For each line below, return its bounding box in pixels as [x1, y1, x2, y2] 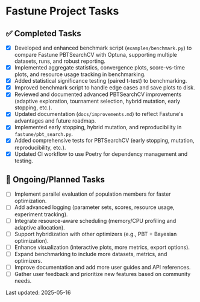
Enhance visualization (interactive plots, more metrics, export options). [14, 243, 190, 251]
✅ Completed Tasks [5, 28, 82, 39]
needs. [14, 277, 32, 284]
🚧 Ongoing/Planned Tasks [5, 174, 105, 185]
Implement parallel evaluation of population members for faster [14, 190, 171, 198]
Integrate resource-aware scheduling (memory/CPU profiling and [14, 217, 177, 224]
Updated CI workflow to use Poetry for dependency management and [14, 150, 188, 158]
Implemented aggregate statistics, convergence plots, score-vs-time [14, 64, 185, 71]
